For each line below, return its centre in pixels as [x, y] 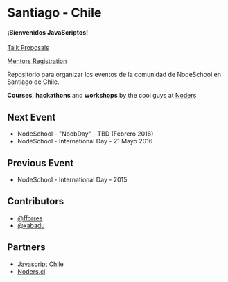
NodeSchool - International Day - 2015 [72, 180]
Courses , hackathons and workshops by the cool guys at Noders [102, 96]
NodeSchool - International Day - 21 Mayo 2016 [85, 141]
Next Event [32, 117]
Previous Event [41, 163]
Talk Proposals [28, 48]
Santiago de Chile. [34, 82]
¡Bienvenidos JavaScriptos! [48, 32]
